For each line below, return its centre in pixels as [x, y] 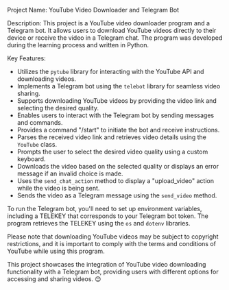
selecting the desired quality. [58, 108]
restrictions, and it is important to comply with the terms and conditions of [112, 244]
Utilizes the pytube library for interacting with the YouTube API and [110, 72]
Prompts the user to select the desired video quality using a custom [112, 152]
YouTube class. [37, 144]
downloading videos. [47, 79]
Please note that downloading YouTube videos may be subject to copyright [113, 237]
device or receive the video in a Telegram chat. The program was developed [115, 38]
